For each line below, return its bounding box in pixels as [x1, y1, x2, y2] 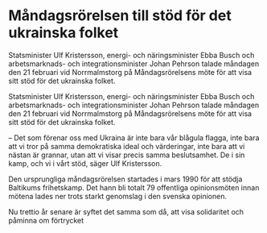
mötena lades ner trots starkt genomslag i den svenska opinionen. [8, 191, 228, 201]
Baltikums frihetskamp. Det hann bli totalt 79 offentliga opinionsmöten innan [8, 182, 260, 192]
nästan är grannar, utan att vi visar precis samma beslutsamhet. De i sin [8, 150, 245, 160]
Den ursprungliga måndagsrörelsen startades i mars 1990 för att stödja [8, 174, 243, 184]
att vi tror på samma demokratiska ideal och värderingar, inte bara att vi [8, 141, 245, 151]
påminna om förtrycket [8, 215, 84, 225]
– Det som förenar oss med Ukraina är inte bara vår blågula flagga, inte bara [8, 132, 260, 143]
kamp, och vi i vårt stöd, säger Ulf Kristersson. [8, 158, 162, 168]
